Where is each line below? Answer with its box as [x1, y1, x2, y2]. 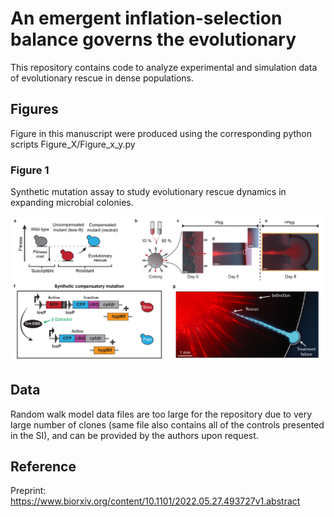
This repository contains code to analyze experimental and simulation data [10, 61, 318, 73]
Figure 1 [10, 163, 50, 177]
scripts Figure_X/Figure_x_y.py [10, 138, 136, 150]
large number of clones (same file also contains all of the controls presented [10, 418, 325, 431]
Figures [10, 101, 59, 118]
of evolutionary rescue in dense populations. [10, 72, 195, 84]
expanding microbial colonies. [10, 197, 134, 209]
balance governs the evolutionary [10, 28, 297, 51]
